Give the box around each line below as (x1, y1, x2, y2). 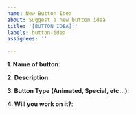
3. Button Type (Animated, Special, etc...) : (7, 87, 129, 95)
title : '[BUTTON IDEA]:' (7, 23, 78, 29)
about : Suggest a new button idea (7, 16, 106, 23)
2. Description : (7, 73, 50, 82)
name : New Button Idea (7, 10, 72, 17)
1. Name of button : (7, 60, 60, 68)
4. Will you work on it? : (7, 100, 73, 108)
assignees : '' (7, 36, 48, 42)
